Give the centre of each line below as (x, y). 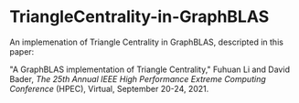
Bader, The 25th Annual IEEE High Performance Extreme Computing (138, 78)
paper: (22, 51)
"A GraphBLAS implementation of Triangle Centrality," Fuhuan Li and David (150, 69)
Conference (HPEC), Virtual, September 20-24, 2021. (109, 88)
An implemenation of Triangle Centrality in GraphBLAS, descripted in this (146, 42)
